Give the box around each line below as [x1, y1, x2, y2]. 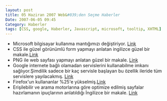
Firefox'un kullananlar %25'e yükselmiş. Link [12, 79, 106, 85]
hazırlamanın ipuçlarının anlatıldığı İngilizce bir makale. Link [12, 90, 138, 96]
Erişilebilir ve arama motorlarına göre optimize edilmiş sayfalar [12, 84, 144, 90]
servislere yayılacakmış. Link [12, 73, 74, 79]
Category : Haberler [5, 22, 47, 27]
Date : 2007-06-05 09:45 [5, 17, 56, 22]
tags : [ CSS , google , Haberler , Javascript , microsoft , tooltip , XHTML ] [5, 27, 161, 32]
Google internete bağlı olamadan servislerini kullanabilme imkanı [12, 63, 149, 69]
